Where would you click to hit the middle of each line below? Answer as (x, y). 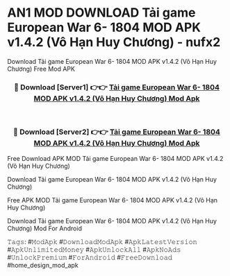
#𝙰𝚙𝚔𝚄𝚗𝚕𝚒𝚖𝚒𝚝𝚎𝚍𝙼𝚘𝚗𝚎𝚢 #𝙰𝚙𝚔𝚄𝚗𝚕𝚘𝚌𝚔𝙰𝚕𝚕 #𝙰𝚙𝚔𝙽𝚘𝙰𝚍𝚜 (94, 249)
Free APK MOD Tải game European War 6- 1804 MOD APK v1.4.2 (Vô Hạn (112, 200)
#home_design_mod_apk (43, 265)
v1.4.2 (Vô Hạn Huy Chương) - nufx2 (114, 42)
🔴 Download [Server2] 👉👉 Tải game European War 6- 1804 (117, 132)
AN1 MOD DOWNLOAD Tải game (101, 13)
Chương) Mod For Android (44, 228)
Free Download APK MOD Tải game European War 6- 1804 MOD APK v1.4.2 (115, 158)
